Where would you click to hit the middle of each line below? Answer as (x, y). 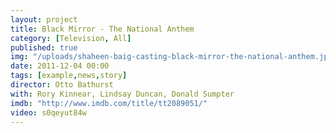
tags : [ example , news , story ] (69, 76)
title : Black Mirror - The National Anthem (102, 29)
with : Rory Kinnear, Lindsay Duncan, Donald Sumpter (122, 94)
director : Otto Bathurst (62, 85)
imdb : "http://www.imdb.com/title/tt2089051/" (109, 103)
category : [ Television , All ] (71, 38)
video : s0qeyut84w (48, 112)
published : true (44, 47)
